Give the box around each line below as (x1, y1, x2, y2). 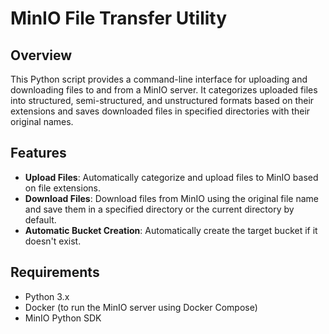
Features (10, 145, 67, 162)
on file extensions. (24, 182, 101, 194)
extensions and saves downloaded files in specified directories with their (10, 105, 311, 117)
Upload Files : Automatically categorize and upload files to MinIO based (24, 171, 319, 183)
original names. (10, 116, 74, 127)
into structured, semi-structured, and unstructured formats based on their (10, 95, 315, 106)
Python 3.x (24, 290, 70, 302)
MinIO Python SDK (24, 312, 102, 324)
